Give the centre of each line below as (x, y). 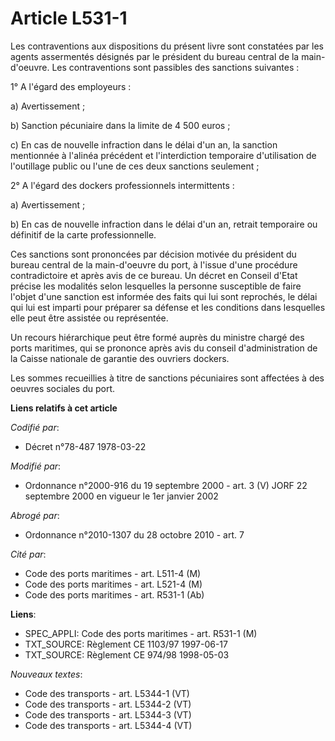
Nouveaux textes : (46, 674)
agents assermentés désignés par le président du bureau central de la (155, 56)
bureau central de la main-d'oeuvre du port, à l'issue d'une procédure (154, 264)
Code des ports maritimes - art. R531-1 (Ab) (114, 594)
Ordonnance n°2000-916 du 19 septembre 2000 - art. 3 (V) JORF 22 (166, 485)
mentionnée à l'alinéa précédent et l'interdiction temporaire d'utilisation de (163, 155)
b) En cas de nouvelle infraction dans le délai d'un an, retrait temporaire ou (164, 224)
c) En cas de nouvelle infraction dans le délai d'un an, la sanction (144, 144)
